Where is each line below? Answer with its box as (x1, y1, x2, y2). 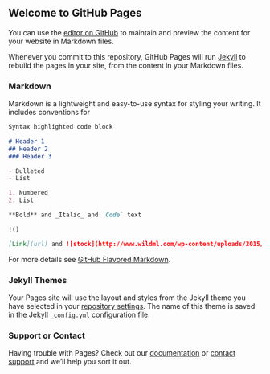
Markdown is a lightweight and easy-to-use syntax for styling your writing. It (8, 99, 261, 109)
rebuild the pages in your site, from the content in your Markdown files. (8, 60, 243, 70)
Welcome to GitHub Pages (8, 6, 142, 20)
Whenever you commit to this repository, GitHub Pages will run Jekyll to (8, 51, 247, 61)
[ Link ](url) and (8, 240, 63, 248)
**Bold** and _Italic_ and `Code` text (8, 211, 142, 220)
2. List (8, 196, 35, 204)
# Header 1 (8, 137, 45, 146)
